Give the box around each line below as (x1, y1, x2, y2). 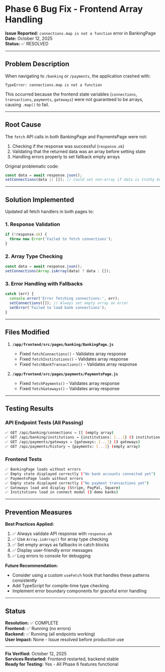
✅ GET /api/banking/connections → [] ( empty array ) (5, 430, 114, 436)
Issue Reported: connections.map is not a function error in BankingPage (5, 30, 156, 36)
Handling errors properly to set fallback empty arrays (12, 154, 120, 160)
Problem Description (5, 60, 70, 68)
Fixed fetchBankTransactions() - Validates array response (19, 361, 137, 367)
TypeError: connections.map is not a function (5, 82, 102, 87)
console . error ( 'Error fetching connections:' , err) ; (9, 296, 120, 301)
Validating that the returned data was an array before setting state (12, 148, 146, 154)
